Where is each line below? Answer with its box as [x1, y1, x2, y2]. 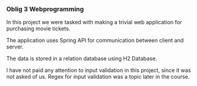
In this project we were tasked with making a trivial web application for [6, 19, 182, 26]
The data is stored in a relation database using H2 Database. [6, 55, 158, 62]
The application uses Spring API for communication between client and [6, 37, 184, 44]
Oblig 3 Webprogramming [6, 5, 84, 13]
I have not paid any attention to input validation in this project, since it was [6, 67, 191, 74]
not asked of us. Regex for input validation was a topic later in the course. [6, 73, 190, 81]
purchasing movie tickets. [6, 25, 71, 32]
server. [6, 43, 24, 50]
